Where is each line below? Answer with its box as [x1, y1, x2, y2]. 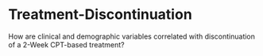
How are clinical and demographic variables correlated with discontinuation [8, 32, 256, 41]
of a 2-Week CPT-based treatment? [8, 39, 125, 49]
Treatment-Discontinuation [8, 6, 192, 24]
